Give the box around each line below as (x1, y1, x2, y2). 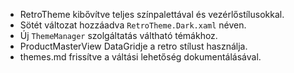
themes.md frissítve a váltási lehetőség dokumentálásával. (19, 51, 262, 63)
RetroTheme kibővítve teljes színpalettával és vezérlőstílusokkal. (19, 9, 285, 20)
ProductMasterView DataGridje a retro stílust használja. (19, 40, 248, 52)
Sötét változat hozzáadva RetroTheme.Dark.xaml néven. (19, 19, 247, 31)
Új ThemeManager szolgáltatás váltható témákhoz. (19, 30, 218, 41)
